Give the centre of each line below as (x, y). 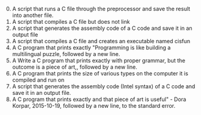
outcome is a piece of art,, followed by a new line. (75, 67)
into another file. (33, 15)
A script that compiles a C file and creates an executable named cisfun (101, 41)
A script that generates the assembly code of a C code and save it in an (102, 28)
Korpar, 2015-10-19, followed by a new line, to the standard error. (94, 106)
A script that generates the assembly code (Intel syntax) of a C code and (104, 86)
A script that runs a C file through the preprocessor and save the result (101, 9)
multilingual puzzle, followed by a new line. (66, 54)
